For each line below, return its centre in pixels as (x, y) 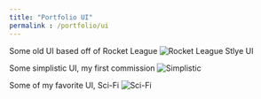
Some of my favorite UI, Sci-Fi (64, 85)
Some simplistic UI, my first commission (82, 68)
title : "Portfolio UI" (51, 17)
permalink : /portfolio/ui (59, 26)
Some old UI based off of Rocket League (83, 50)
